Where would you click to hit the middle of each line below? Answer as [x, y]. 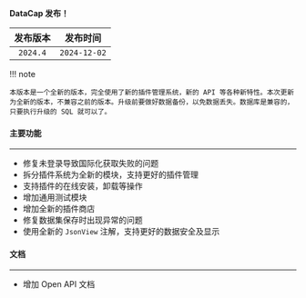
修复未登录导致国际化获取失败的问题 [91, 164]
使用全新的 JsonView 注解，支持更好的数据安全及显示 [121, 232]
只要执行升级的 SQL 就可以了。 [61, 112]
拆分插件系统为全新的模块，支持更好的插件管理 [110, 174]
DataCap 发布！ [40, 13]
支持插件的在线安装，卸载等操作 [82, 186]
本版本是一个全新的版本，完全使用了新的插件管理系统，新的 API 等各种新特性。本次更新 [152, 93]
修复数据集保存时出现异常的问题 [82, 220]
